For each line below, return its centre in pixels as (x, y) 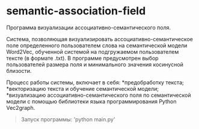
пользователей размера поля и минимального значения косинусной (95, 64)
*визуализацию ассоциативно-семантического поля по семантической (99, 95)
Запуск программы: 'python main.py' (68, 119)
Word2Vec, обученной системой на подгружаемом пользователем (93, 51)
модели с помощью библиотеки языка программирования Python (91, 101)
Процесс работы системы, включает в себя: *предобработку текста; (95, 82)
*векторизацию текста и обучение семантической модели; (83, 88)
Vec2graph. (21, 107)
